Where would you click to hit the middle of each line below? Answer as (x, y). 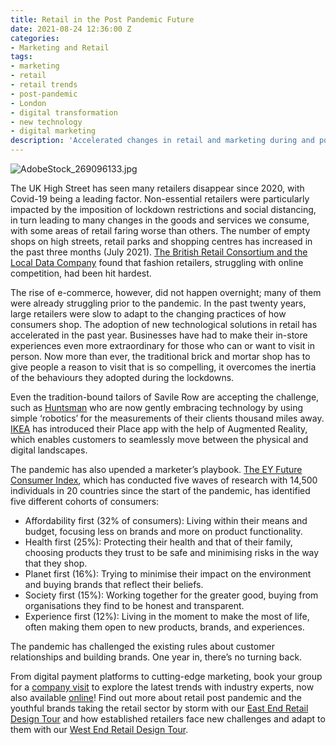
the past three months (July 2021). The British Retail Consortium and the (159, 252)
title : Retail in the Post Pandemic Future (102, 19)
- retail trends (44, 85)
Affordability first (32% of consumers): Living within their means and (166, 520)
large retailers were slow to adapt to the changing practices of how (148, 314)
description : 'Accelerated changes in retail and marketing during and (162, 141)
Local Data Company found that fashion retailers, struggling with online (157, 262)
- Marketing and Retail (60, 47)
